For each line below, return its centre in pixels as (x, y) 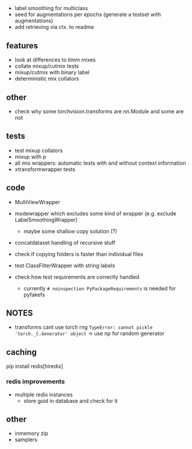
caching (22, 352)
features (22, 46)
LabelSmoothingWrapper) (46, 219)
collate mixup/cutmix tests (47, 66)
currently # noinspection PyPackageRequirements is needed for (100, 288)
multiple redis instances (43, 394)
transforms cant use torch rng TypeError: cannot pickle (84, 327)
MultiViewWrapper (37, 202)
